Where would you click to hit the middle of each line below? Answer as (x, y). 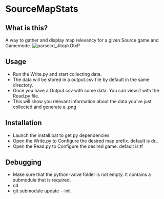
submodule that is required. (42, 180)
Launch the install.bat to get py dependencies (61, 135)
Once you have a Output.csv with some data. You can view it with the (86, 90)
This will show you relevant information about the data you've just (82, 101)
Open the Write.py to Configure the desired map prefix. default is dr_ (85, 141)
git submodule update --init (42, 191)
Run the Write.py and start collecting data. (57, 74)
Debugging (24, 162)
